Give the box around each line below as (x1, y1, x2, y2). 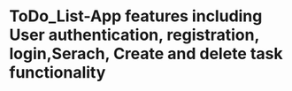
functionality (9, 63, 106, 83)
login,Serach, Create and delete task (9, 44, 283, 64)
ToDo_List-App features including (9, 6, 263, 27)
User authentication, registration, (9, 25, 259, 45)
